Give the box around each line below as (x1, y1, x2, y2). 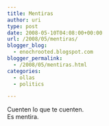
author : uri (7, 17, 41, 23)
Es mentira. (7, 113, 39, 121)
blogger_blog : (7, 42, 48, 49)
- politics (13, 81, 45, 87)
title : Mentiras (7, 10, 53, 17)
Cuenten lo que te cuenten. (7, 105, 84, 114)
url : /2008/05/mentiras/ (7, 36, 78, 43)
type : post (7, 23, 38, 30)
